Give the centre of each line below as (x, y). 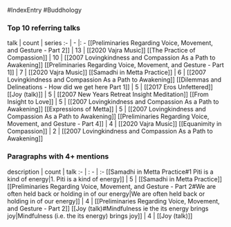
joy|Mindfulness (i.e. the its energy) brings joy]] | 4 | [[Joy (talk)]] (100, 216)
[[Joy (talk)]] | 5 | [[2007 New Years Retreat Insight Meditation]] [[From (108, 94)
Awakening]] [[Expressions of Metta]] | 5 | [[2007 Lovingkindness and (107, 109)
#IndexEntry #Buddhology (44, 10)
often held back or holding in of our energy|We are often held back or (106, 194)
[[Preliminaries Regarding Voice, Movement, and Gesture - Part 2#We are (112, 186)
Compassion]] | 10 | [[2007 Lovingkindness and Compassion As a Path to (111, 57)
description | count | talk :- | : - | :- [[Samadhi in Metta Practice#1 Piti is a (110, 172)
